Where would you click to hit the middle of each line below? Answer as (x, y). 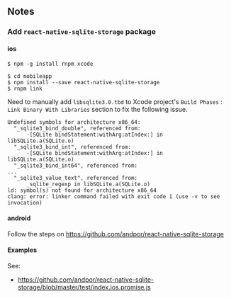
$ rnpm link (25, 88)
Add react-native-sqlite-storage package (81, 32)
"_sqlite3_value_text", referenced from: (76, 178)
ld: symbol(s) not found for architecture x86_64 (82, 190)
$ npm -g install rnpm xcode (50, 64)
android (19, 218)
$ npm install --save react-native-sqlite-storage (84, 82)
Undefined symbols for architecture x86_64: (74, 122)
